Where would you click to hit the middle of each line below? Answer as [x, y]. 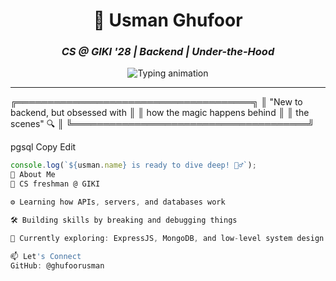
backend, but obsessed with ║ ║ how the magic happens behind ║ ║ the [160, 113]
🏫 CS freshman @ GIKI [55, 184]
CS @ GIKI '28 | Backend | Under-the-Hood [168, 52]
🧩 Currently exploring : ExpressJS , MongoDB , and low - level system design [167, 238]
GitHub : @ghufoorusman [57, 265]
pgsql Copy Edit [43, 147]
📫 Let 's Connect [46, 256]
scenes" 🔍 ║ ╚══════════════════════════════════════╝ [162, 124]
